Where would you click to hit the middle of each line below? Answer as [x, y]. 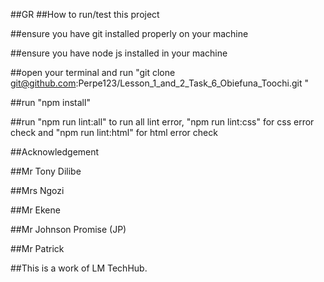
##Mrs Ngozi [37, 190]
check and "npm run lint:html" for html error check [114, 132]
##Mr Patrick [37, 248]
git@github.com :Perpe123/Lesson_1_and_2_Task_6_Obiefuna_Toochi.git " [159, 83]
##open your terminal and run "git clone [93, 72]
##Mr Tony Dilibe [46, 171]
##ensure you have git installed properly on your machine [129, 33]
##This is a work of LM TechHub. [79, 268]
